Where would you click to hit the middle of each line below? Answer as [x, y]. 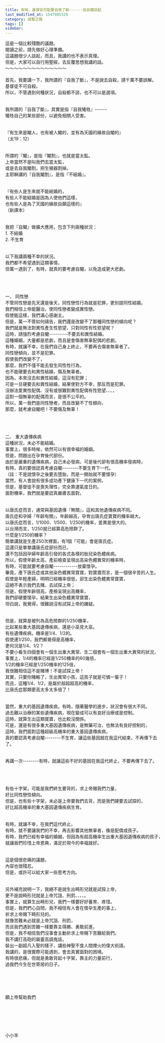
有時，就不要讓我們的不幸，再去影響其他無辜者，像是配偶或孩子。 [73, 830]
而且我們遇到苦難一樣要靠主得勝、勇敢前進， [51, 927]
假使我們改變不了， [25, 359]
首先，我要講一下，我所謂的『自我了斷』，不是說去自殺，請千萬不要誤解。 [81, 80]
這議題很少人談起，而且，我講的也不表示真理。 [53, 56]
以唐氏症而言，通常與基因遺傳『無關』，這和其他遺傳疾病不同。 [70, 510]
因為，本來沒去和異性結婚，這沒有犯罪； [47, 378]
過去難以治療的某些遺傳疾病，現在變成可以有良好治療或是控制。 [71, 713]
